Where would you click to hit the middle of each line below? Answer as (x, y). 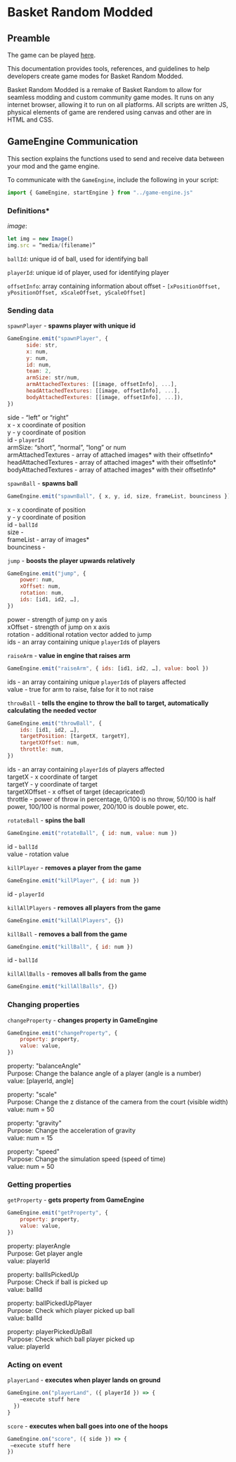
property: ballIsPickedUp (43, 1274)
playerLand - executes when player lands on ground (84, 1380)
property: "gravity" (34, 1123)
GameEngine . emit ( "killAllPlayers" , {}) (66, 920)
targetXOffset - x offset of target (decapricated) (76, 791)
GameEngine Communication (73, 142)
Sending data (31, 310)
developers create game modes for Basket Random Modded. (96, 76)
